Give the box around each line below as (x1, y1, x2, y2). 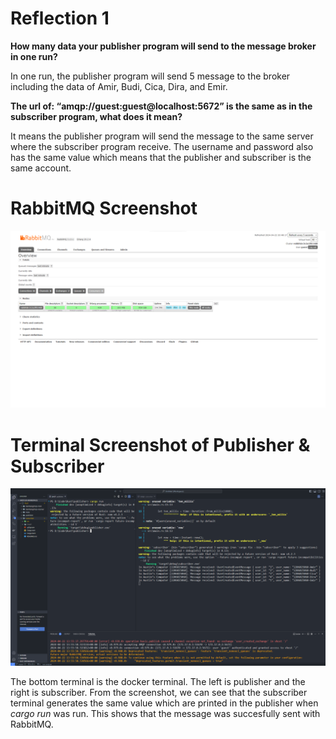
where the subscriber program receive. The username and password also (10, 140, 314, 152)
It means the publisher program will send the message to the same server (10, 130, 314, 142)
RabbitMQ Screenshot (10, 197, 198, 220)
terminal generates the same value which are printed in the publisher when (10, 697, 319, 709)
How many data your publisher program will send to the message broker (10, 40, 317, 52)
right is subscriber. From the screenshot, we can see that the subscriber (10, 686, 308, 698)
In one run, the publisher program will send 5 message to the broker (10, 70, 291, 82)
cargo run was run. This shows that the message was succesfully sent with (10, 707, 321, 719)
